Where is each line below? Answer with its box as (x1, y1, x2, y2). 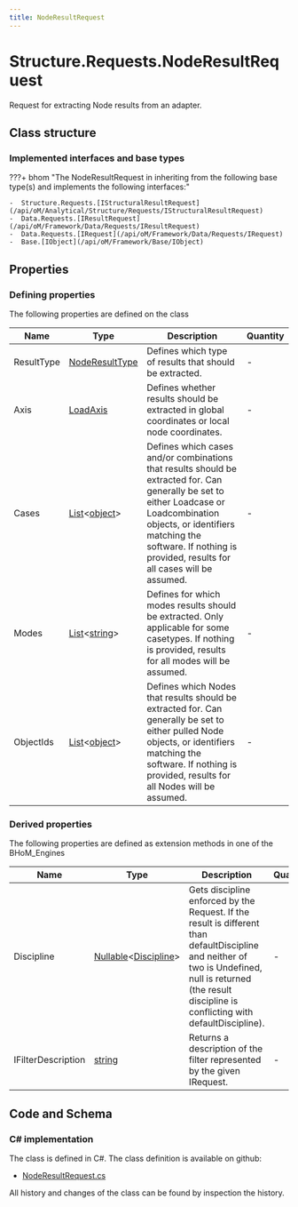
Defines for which (145, 588, 221, 600)
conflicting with (189, 1006, 254, 1019)
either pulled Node (145, 724, 224, 737)
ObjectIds (13, 735, 55, 747)
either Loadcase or (145, 495, 225, 508)
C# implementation (9, 1132, 94, 1145)
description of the (189, 1043, 263, 1055)
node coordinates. (145, 426, 223, 438)
